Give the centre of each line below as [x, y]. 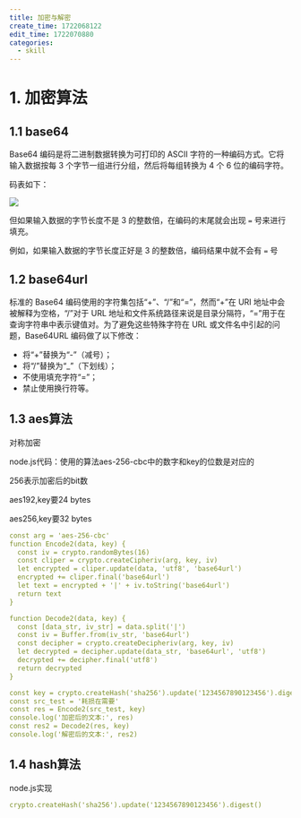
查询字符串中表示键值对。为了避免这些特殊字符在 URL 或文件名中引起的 [141, 324]
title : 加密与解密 [40, 17]
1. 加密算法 [48, 98]
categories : [31, 43]
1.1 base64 [39, 131]
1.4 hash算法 [45, 765]
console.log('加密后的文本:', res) [72, 718]
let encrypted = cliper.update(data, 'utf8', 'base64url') [130, 569]
